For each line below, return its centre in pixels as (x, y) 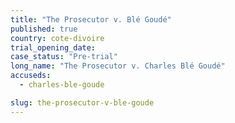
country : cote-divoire (57, 38)
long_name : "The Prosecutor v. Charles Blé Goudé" (118, 66)
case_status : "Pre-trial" (64, 57)
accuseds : (31, 76)
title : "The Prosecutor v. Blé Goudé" (91, 19)
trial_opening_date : (53, 47)
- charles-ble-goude (62, 85)
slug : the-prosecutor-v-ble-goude (82, 102)
